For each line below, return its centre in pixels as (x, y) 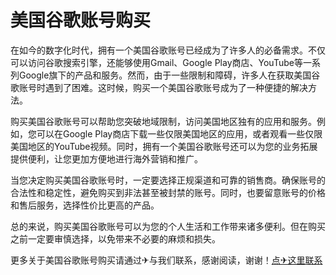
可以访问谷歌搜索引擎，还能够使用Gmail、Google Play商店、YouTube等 (156, 62)
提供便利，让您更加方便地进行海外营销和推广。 (106, 158)
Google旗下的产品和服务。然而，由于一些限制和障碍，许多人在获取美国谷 (169, 75)
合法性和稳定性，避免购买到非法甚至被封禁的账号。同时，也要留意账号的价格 (168, 192)
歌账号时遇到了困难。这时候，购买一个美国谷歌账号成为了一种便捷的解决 (159, 87)
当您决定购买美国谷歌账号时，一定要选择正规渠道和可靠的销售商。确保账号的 (168, 180)
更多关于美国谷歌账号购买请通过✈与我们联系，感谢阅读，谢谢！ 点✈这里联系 (166, 260)
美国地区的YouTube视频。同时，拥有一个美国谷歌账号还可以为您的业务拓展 (164, 146)
